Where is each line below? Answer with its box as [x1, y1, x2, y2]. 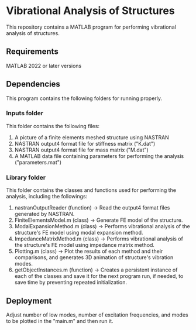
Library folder [6, 173, 46, 181]
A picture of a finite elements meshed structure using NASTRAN [14, 133, 170, 141]
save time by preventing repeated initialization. [14, 279, 128, 286]
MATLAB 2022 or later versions [6, 62, 82, 69]
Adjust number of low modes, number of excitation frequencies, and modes [6, 311, 188, 318]
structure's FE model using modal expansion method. [14, 229, 143, 236]
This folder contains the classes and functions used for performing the [6, 187, 177, 194]
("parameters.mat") [14, 159, 62, 166]
